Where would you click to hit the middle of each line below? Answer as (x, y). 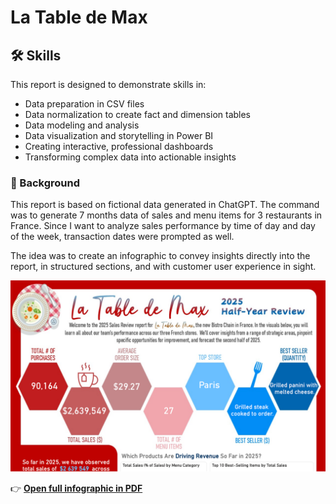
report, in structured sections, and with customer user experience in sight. (163, 267)
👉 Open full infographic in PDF (76, 488)
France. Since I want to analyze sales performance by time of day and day (163, 226)
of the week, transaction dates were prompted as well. (122, 237)
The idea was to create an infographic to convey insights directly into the (160, 256)
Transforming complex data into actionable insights (130, 157)
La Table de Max (79, 17)
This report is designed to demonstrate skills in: (108, 84)
